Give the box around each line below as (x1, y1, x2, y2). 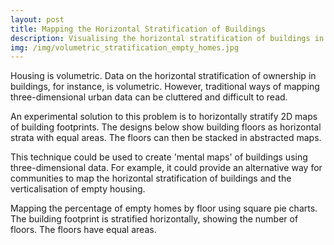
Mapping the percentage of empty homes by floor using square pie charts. (10, 202, 318, 215)
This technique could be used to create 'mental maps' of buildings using (10, 151, 308, 163)
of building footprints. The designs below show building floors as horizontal (10, 121, 322, 133)
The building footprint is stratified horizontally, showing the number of (10, 213, 299, 225)
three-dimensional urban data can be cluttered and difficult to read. (10, 91, 288, 103)
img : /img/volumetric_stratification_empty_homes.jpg (10, 42, 240, 53)
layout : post (10, 14, 65, 25)
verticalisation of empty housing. (10, 183, 146, 195)
